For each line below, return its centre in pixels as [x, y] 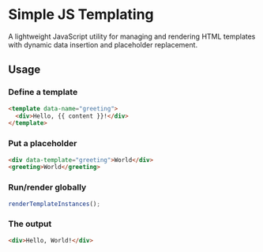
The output [30, 224]
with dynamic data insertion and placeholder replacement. [103, 44]
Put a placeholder [43, 144]
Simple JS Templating [81, 15]
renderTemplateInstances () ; [54, 204]
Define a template [43, 92]
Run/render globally [47, 187]
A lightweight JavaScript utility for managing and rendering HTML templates [132, 36]
